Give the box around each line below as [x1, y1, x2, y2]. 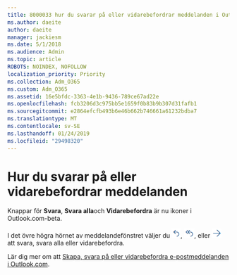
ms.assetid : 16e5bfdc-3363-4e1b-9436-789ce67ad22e [7, 93, 159, 100]
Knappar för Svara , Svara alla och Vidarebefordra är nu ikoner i [7, 207, 192, 215]
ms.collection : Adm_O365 [7, 78, 80, 85]
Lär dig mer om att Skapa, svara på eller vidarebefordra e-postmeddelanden [7, 252, 229, 261]
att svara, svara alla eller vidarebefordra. [7, 239, 125, 248]
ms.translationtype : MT [7, 115, 78, 122]
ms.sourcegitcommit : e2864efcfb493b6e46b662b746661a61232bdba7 [7, 108, 197, 115]
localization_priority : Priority [7, 70, 106, 77]
